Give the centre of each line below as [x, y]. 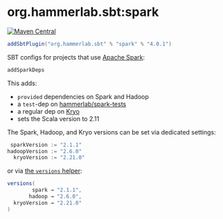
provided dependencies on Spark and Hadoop [83, 96]
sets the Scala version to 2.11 [58, 119]
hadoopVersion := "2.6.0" [44, 151]
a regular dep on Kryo [48, 111]
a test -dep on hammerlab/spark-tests [72, 104]
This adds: [22, 83]
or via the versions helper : [45, 171]
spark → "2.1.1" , [57, 190]
